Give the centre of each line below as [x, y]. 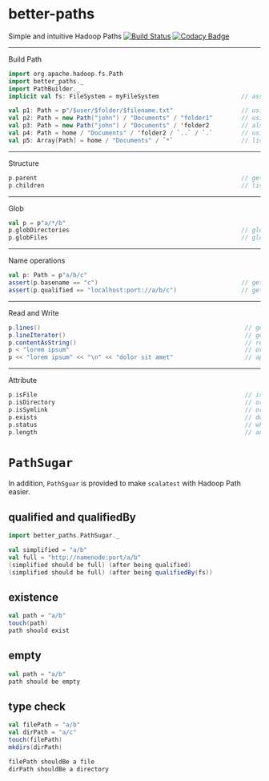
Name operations [37, 260]
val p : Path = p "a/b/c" [48, 276]
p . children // [128, 185]
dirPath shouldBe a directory [59, 769]
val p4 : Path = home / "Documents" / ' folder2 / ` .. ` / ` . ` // [128, 133]
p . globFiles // [128, 238]
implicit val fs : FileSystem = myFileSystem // [128, 96]
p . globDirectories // [128, 230]
